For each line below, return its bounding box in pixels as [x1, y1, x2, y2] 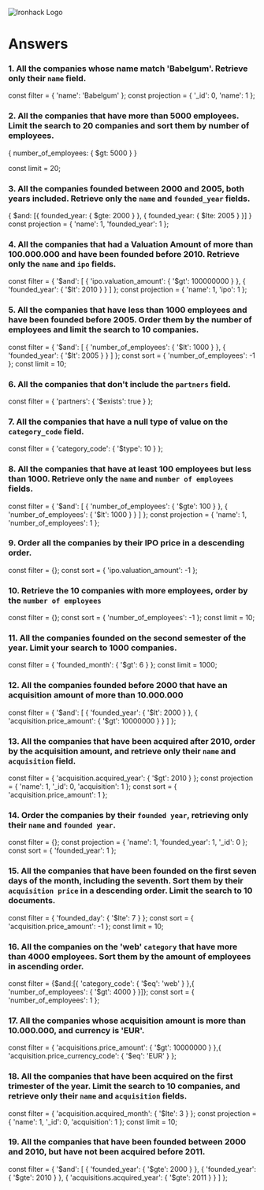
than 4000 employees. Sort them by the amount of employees [8, 950, 251, 961]
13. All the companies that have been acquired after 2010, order [8, 735, 256, 746]
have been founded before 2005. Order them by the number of [8, 314, 252, 325]
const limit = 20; [8, 163, 61, 173]
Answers [8, 35, 69, 53]
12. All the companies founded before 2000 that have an [8, 680, 228, 691]
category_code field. [8, 426, 84, 437]
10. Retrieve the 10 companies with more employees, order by [8, 585, 248, 596]
